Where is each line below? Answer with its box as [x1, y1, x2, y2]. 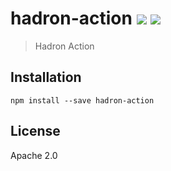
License [10, 123, 61, 140]
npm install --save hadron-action [10, 95, 155, 106]
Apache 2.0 [10, 149, 58, 161]
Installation [10, 69, 82, 86]
